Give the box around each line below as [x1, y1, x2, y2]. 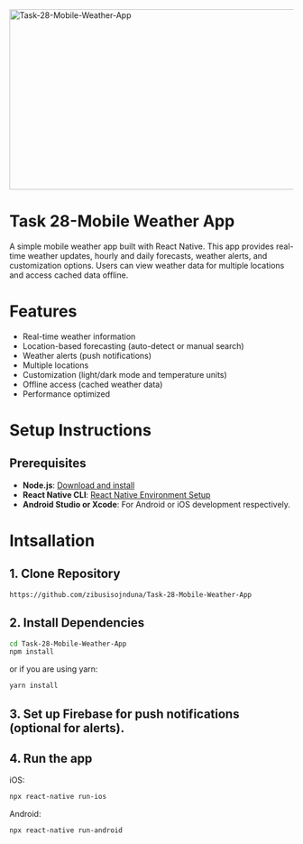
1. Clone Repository [9, 566, 121, 582]
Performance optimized [22, 388, 111, 399]
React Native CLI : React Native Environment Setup [22, 489, 211, 500]
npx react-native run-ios [9, 793, 106, 802]
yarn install [9, 681, 59, 691]
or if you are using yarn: [9, 664, 98, 674]
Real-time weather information [22, 331, 136, 342]
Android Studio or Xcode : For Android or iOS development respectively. [22, 499, 291, 509]
